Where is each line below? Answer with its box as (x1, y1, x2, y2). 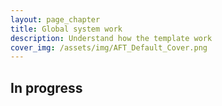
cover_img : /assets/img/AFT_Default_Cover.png (10, 42, 208, 53)
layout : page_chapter (10, 14, 101, 25)
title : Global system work (10, 24, 123, 34)
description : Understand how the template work (10, 33, 213, 43)
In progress (10, 79, 83, 96)
